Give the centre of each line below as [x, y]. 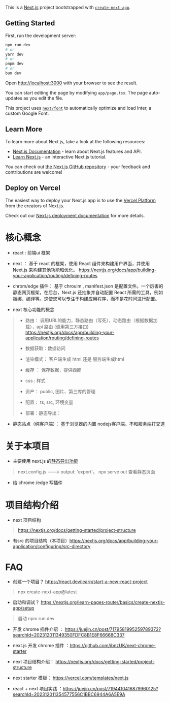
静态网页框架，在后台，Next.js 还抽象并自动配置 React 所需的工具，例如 [88, 292]
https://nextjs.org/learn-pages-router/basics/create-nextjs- [103, 602]
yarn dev [14, 54]
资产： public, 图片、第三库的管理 [60, 391]
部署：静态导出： [43, 413]
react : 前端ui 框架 [31, 252]
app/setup [23, 608]
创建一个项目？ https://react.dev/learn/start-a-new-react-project [80, 582]
